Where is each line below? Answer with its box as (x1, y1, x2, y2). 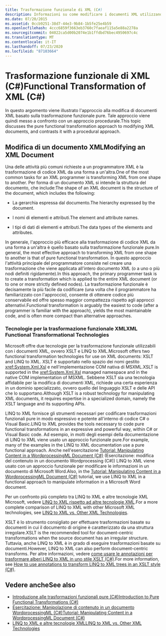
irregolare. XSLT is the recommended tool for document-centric (5, 529, 133, 535)
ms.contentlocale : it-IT (5, 40, 56, 45)
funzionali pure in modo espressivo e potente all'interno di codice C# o (5, 415, 150, 421)
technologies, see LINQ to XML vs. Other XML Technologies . (5, 509, 128, 516)
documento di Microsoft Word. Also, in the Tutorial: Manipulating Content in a (5, 468, 161, 474)
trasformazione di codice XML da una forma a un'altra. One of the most (5, 169, 149, 175)
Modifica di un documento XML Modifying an (5, 143, 146, 151)
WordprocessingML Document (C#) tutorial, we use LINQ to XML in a (5, 473, 146, 479)
